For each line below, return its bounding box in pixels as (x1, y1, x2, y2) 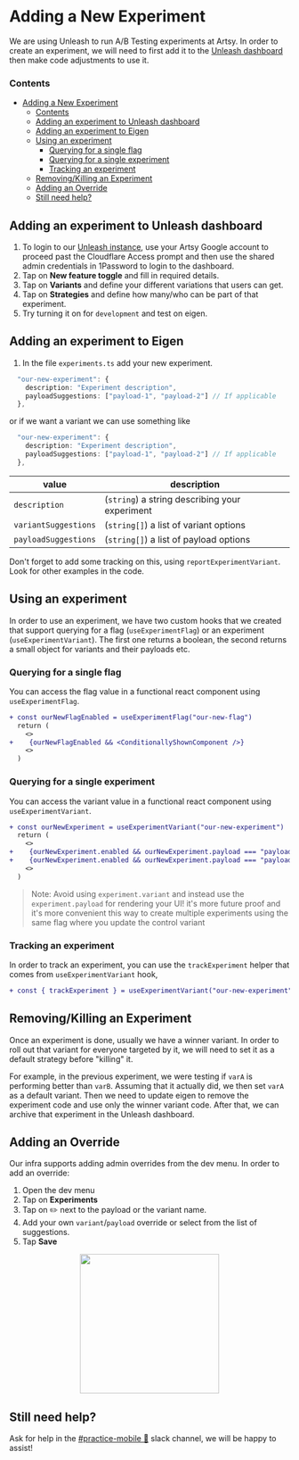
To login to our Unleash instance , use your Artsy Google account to (21, 242, 270, 253)
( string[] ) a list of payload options (104, 533, 251, 545)
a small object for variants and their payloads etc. (9, 643, 190, 654)
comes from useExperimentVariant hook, (9, 968, 158, 979)
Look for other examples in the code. (9, 565, 145, 577)
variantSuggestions (13, 519, 96, 530)
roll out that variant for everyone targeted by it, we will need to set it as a (9, 1044, 275, 1055)
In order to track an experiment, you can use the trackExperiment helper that (9, 959, 290, 970)
